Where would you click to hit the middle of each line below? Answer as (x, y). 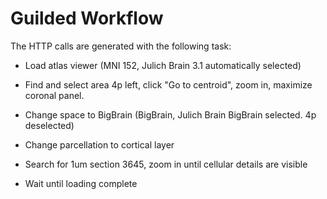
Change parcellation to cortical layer (99, 144)
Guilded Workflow (87, 18)
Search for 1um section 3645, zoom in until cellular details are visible (166, 164)
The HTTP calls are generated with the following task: (121, 46)
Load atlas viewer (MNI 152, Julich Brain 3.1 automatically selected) (163, 65)
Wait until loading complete (81, 183)
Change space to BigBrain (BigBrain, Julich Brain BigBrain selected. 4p (170, 114)
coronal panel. (54, 95)
